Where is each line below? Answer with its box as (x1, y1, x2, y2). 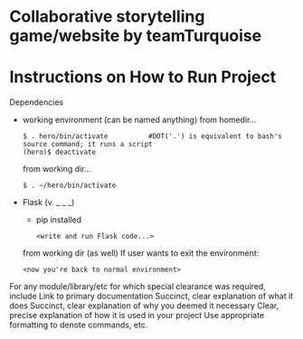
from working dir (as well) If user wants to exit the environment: (22, 248, 260, 259)
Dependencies (9, 97, 64, 108)
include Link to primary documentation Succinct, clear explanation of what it (9, 291, 294, 302)
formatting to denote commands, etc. (9, 319, 148, 331)
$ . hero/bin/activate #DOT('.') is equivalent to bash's (22, 132, 282, 141)
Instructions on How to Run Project (9, 67, 277, 88)
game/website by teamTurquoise (9, 25, 262, 46)
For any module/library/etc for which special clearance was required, (9, 281, 267, 292)
